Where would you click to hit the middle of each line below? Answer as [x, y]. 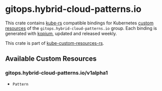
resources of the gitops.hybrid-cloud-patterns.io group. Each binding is [81, 28]
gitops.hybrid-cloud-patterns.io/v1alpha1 [57, 73]
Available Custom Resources [51, 59]
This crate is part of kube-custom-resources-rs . [54, 43]
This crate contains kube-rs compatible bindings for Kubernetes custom [79, 23]
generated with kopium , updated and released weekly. [61, 33]
